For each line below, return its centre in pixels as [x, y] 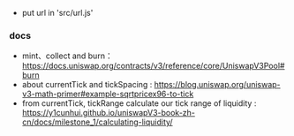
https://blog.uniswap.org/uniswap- [217, 85]
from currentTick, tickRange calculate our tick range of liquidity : [139, 103]
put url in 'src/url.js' [57, 13]
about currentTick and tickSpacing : [87, 85]
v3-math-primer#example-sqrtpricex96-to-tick [108, 94]
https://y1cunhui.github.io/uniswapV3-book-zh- [109, 113]
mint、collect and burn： [67, 56]
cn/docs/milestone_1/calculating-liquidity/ [98, 122]
